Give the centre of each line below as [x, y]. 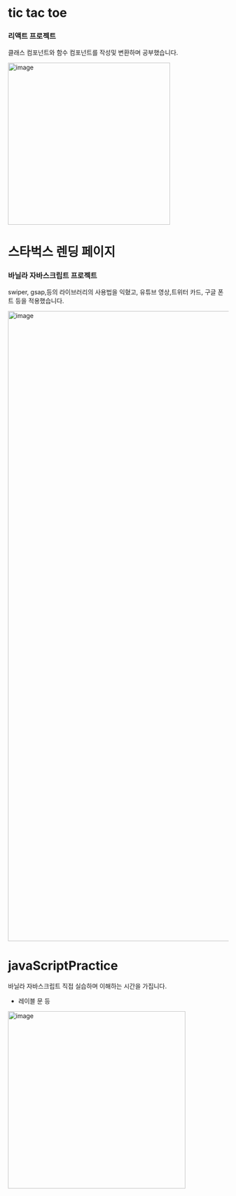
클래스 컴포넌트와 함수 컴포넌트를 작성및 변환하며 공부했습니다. [93, 53]
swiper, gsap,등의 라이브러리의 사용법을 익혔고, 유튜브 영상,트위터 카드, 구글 [112, 291]
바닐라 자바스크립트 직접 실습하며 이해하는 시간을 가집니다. [88, 986]
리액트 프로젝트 [32, 36]
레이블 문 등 [34, 1001]
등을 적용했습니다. [40, 301]
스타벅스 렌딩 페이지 [62, 252]
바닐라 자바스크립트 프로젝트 [53, 275]
